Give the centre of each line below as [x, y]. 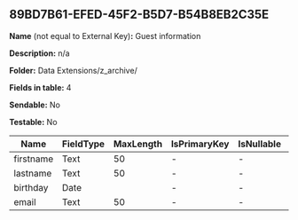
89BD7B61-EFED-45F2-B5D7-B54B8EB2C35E [139, 15]
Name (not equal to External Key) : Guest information [105, 35]
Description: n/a [39, 53]
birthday [31, 187]
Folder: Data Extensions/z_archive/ [73, 70]
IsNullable [260, 144]
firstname [34, 159]
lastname [33, 173]
